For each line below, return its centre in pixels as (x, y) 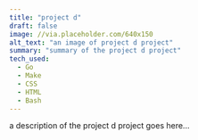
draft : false (33, 26)
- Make (29, 76)
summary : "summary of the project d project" (95, 51)
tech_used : (29, 59)
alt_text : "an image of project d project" (91, 42)
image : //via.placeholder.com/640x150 (81, 34)
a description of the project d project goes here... (99, 126)
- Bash (29, 100)
